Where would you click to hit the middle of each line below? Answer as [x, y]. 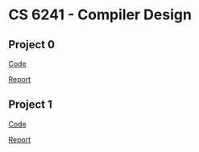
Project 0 [31, 45]
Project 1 [30, 105]
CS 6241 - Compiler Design [100, 15]
